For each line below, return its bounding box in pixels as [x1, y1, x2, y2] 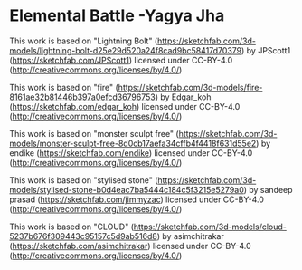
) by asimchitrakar [156, 230, 224, 241]
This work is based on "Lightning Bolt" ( [9, 35, 158, 46]
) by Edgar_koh [155, 92, 212, 102]
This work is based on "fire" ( [9, 82, 119, 92]
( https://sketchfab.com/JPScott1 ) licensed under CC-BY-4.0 [9, 54, 233, 65]
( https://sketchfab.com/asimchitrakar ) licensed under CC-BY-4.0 [9, 240, 251, 251]
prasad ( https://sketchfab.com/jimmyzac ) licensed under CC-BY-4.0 [9, 194, 265, 205]
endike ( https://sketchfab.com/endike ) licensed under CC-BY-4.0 [9, 147, 253, 159]
